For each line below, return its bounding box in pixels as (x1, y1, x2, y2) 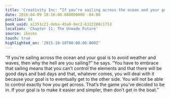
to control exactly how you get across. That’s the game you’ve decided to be (5, 81, 165, 87)
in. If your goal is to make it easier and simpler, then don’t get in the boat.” (5, 87, 159, 93)
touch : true (5, 36, 30, 41)
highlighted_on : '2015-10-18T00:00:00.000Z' (5, 41, 101, 46)
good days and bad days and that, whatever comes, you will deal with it (5, 71, 154, 77)
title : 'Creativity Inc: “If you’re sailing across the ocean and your (5, 7, 159, 13)
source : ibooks (5, 31, 37, 36)
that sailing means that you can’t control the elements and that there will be (5, 65, 162, 71)
